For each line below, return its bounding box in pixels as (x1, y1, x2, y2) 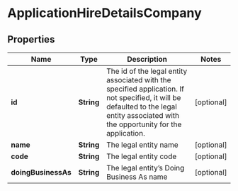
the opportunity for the (106, 119, 182, 129)
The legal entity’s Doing (106, 163, 185, 173)
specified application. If (106, 84, 185, 94)
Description (127, 55, 168, 64)
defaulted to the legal (106, 102, 177, 111)
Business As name (106, 172, 168, 182)
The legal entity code (106, 151, 177, 161)
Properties (7, 33, 55, 45)
